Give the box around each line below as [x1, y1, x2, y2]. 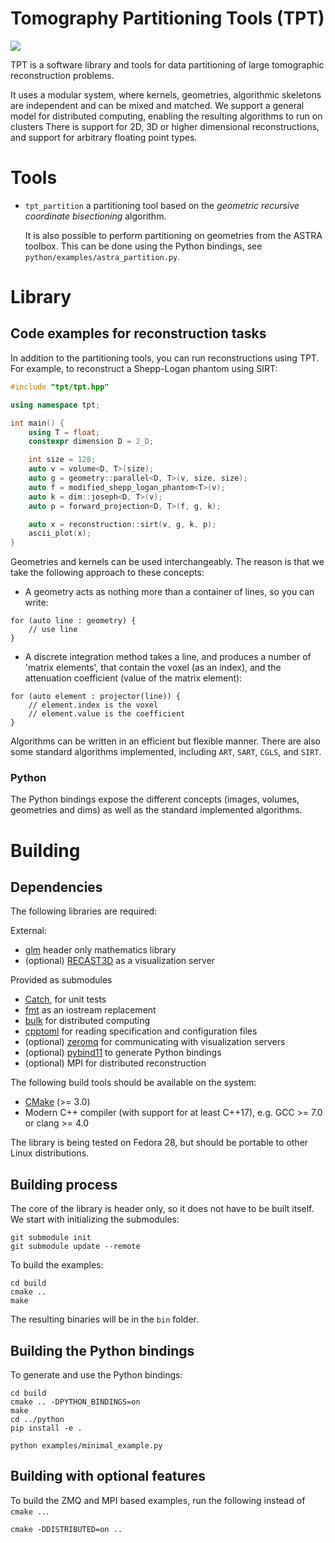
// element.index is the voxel [28, 700, 159, 711]
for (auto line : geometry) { [10, 616, 137, 626]
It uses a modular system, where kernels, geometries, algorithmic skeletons [10, 88, 322, 101]
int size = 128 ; [28, 455, 97, 465]
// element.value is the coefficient [28, 709, 186, 719]
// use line [28, 625, 78, 635]
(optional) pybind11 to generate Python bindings [24, 1047, 222, 1059]
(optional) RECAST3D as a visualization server [24, 955, 216, 967]
